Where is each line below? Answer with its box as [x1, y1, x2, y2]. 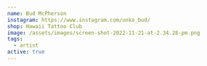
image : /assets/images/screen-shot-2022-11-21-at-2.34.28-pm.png [7, 29, 200, 36]
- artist [13, 42, 39, 49]
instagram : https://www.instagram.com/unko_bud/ [7, 16, 151, 23]
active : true [7, 49, 45, 56]
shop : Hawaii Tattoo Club [7, 23, 82, 30]
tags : [7, 36, 23, 43]
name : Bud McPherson [7, 10, 67, 17]
